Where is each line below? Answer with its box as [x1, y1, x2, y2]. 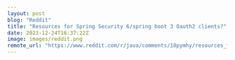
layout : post [7, 10, 45, 17]
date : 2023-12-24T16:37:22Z [7, 29, 90, 37]
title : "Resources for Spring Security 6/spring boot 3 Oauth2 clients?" [7, 23, 227, 30]
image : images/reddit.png [7, 36, 83, 43]
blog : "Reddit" [7, 17, 52, 23]
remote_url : [7, 42, 42, 49]
